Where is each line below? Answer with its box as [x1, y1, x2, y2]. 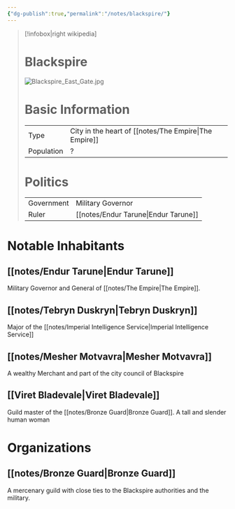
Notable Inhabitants [7, 238, 124, 254]
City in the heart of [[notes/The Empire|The [69, 126, 213, 136]
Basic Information [24, 101, 130, 117]
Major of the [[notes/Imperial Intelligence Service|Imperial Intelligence [7, 323, 209, 331]
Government [27, 199, 69, 208]
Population [27, 146, 64, 156]
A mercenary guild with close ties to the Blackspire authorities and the [7, 486, 209, 494]
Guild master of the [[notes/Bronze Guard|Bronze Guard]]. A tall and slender [7, 408, 227, 416]
